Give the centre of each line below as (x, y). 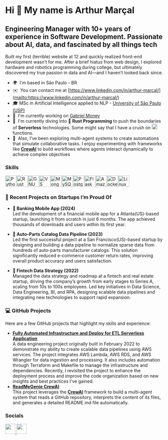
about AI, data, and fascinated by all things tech (81, 45)
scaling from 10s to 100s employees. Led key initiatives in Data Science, (87, 287)
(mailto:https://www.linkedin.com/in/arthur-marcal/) (66, 97)
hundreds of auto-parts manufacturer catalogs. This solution (75, 250)
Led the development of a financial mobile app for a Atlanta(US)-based (86, 214)
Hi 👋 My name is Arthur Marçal (70, 10)
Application (25, 338)
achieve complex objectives (41, 154)
